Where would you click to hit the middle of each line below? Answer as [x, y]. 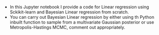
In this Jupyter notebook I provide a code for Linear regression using [79, 7]
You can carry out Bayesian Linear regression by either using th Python [82, 17]
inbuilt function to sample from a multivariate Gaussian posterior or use [82, 22]
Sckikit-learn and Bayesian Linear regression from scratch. [69, 12]
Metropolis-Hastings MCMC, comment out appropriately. [67, 27]
